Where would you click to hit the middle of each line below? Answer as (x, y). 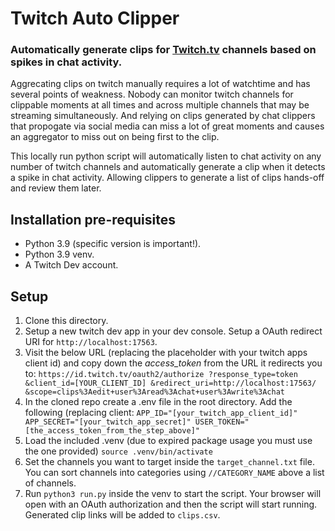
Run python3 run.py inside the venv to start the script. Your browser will (173, 494)
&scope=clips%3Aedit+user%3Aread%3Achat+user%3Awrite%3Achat (155, 392)
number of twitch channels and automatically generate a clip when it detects (168, 167)
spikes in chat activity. (66, 62)
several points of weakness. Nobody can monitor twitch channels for (152, 94)
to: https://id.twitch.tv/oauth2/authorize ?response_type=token (161, 374)
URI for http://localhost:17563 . (91, 342)
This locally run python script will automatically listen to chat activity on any (166, 156)
